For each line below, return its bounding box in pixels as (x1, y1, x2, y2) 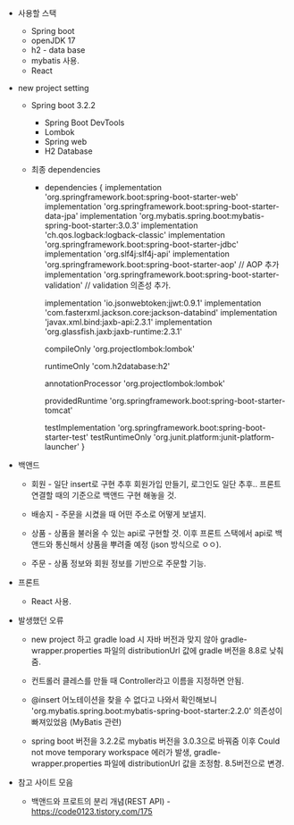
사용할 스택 (17, 8, 57, 18)
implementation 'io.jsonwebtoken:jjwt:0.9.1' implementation (44, 298, 262, 308)
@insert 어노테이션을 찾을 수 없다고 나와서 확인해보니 (30, 695, 217, 704)
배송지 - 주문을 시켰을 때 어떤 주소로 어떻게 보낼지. (30, 509, 207, 519)
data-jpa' (44, 211, 79, 221)
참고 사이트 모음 (17, 777, 73, 787)
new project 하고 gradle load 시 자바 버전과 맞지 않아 (30, 634, 219, 644)
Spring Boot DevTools (44, 117, 125, 128)
